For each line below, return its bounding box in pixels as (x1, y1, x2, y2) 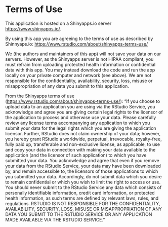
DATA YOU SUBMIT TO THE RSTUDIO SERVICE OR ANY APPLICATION (5, 211, 152, 217)
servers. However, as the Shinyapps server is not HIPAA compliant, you (5, 56, 154, 62)
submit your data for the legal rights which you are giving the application (5, 125, 156, 131)
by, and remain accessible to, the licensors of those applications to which (5, 168, 158, 174)
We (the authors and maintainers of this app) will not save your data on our (5, 51, 161, 57)
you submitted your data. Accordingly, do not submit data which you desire (5, 173, 162, 179)
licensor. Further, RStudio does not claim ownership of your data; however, (5, 130, 161, 136)
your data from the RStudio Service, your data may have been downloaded (5, 163, 161, 169)
